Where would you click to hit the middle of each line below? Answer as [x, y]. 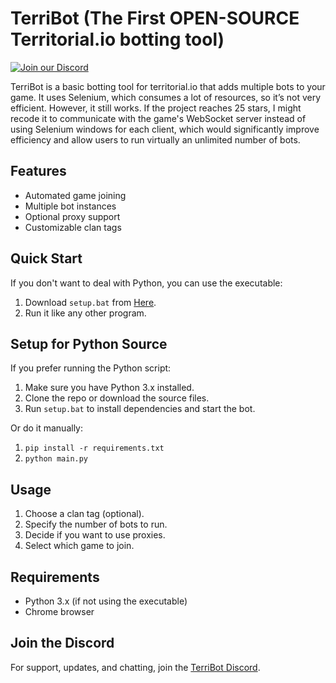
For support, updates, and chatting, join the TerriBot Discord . [135, 667]
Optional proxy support [72, 216]
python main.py [56, 459]
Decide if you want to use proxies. [95, 535]
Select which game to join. [79, 546]
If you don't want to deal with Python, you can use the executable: [146, 283]
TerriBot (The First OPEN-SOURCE [155, 18]
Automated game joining [75, 195]
